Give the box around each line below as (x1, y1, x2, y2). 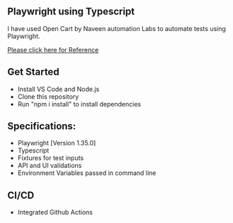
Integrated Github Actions (17, 208, 93, 217)
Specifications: (7, 120, 76, 133)
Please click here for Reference (7, 45, 99, 54)
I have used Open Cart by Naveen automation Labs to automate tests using (7, 24, 227, 32)
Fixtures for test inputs (17, 154, 84, 162)
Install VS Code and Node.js (17, 85, 100, 93)
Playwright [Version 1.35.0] (17, 139, 96, 147)
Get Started (7, 66, 59, 78)
